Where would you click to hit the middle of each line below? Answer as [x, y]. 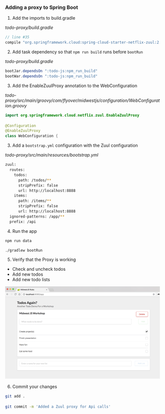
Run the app [25, 231]
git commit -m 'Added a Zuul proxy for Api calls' [58, 407]
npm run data [18, 241]
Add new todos [27, 274]
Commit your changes [35, 387]
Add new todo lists [31, 280]
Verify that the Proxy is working [44, 259]
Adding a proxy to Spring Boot [42, 7]
